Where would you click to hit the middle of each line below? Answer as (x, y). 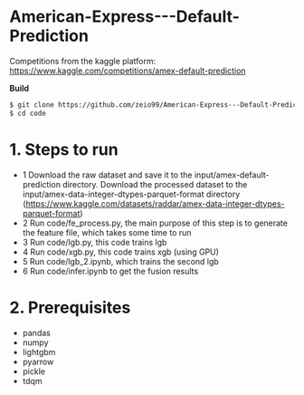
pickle (33, 371)
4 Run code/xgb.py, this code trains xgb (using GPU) (121, 252)
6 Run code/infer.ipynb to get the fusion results (110, 271)
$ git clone (32, 105)
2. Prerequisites (70, 308)
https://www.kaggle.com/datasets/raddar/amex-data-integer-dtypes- (155, 203)
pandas (37, 332)
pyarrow (38, 361)
